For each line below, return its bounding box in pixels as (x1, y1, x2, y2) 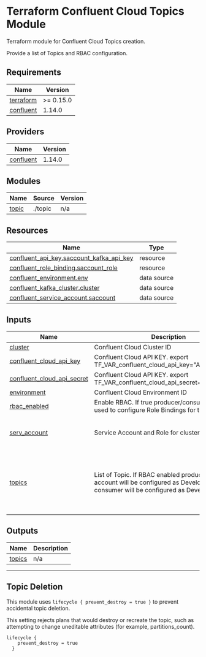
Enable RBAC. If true (94, 398, 153, 406)
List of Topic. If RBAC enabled (94, 470, 180, 479)
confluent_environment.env (9, 274, 88, 283)
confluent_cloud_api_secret (9, 374, 89, 382)
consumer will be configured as (94, 485, 185, 494)
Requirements (6, 67, 61, 78)
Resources (6, 225, 48, 235)
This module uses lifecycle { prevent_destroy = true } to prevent (6, 598, 179, 605)
